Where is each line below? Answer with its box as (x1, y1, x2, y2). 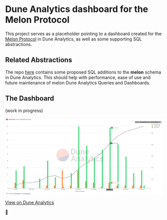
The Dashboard (5, 94, 54, 103)
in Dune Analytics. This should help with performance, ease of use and (5, 74, 151, 80)
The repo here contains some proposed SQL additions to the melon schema (5, 69, 162, 75)
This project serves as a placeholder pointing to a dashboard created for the (5, 30, 162, 36)
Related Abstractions (5, 56, 72, 64)
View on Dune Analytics (5, 199, 54, 205)
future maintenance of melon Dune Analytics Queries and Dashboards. (5, 79, 151, 85)
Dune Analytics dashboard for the (5, 3, 149, 15)
